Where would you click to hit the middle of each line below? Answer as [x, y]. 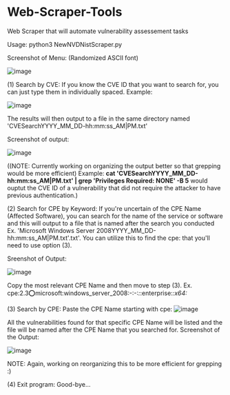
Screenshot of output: [38, 139]
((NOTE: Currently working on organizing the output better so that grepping [114, 165]
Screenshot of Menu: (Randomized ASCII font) [73, 58]
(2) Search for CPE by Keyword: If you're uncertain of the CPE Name [104, 208]
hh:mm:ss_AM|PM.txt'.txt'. [44, 238]
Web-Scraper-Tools [65, 12]
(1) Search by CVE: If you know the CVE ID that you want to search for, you [113, 84]
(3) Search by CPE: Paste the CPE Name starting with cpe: [90, 309]
